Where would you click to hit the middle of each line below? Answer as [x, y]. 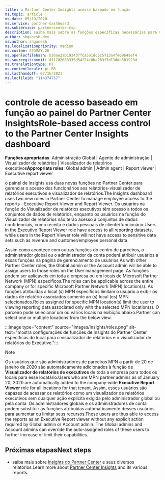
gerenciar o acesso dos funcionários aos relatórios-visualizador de [73, 188]
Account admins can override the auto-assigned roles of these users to [77, 429]
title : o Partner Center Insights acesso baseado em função [68, 10]
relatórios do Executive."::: [32, 343]
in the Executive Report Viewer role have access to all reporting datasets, [79, 230]
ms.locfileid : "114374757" [33, 78]
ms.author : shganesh [26, 42]
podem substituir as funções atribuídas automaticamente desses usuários [80, 408]
